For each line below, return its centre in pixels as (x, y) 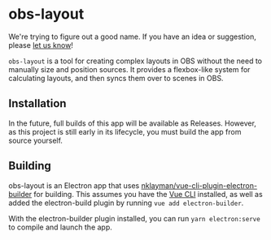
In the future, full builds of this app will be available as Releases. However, (132, 123)
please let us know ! (41, 45)
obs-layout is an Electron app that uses (74, 185)
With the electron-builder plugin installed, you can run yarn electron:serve (134, 218)
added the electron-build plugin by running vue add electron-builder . (126, 203)
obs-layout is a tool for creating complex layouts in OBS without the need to (135, 61)
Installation (37, 103)
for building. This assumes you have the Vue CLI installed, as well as (148, 194)
